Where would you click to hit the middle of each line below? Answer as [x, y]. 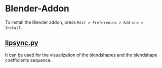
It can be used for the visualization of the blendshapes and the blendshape [81, 55]
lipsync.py [22, 43]
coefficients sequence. [28, 60]
